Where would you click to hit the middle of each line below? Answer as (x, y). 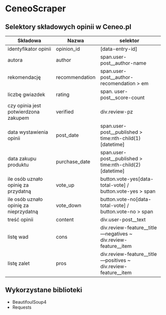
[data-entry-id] (119, 49)
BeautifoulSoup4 (29, 302)
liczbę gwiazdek (26, 94)
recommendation (76, 77)
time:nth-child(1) (121, 138)
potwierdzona (24, 112)
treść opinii (21, 220)
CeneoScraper (36, 9)
